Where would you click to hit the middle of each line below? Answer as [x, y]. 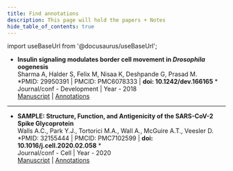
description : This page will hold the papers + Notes [87, 20]
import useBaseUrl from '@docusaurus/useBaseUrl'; [82, 46]
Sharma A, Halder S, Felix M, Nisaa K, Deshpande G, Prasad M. [107, 74]
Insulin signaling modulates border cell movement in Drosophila [111, 60]
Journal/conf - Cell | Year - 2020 [64, 153]
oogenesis [33, 67]
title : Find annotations [43, 13]
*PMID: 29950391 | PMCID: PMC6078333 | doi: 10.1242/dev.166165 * [118, 82]
